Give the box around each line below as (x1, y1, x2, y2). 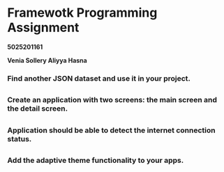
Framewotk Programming (7, 5, 158, 21)
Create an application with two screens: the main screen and (7, 95, 218, 105)
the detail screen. (7, 104, 68, 114)
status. (7, 134, 32, 143)
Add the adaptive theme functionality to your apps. (7, 155, 184, 165)
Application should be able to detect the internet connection (7, 125, 216, 135)
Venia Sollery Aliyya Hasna (7, 56, 87, 64)
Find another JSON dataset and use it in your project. (7, 73, 191, 83)
